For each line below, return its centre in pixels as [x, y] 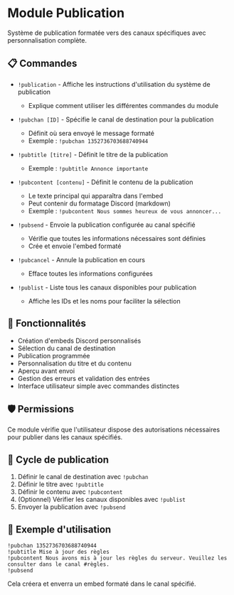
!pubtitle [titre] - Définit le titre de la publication [93, 154]
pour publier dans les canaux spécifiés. [65, 437]
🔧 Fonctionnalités [47, 324]
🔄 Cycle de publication [58, 460]
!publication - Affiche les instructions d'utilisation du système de [114, 84]
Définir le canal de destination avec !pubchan [83, 477]
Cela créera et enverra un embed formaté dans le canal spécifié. [102, 584]
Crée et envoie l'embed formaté [75, 246]
